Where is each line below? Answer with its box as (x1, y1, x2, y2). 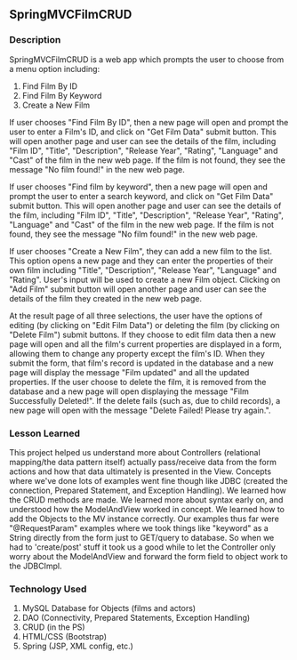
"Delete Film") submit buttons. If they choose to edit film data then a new (9, 329, 277, 340)
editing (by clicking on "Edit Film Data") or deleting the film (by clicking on (9, 319, 280, 330)
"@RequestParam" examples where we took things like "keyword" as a (9, 522, 269, 533)
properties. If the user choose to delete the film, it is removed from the (9, 376, 267, 387)
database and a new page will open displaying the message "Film (9, 386, 249, 397)
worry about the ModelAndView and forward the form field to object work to (9, 551, 288, 561)
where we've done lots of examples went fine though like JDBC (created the (9, 475, 288, 486)
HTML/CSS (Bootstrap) (21, 632, 108, 642)
